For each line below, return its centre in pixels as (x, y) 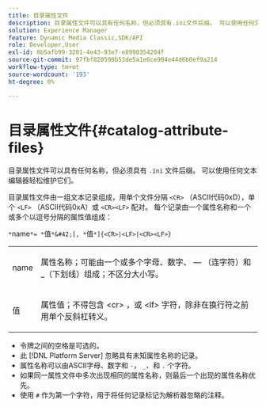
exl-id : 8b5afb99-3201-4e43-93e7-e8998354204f (86, 52)
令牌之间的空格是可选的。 (61, 346)
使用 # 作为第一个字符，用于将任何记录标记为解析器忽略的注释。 (124, 395)
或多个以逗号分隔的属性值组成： (60, 217)
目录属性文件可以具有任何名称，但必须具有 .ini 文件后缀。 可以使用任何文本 (133, 170)
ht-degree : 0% (32, 82)
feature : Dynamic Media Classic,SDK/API (76, 38)
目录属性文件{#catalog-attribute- (118, 130)
